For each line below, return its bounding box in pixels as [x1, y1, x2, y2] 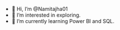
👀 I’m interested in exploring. [11, 12, 81, 18]
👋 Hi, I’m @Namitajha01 [11, 6, 68, 12]
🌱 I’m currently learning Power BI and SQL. [11, 18, 115, 24]
